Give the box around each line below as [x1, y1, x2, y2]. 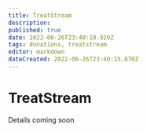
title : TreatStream [8, 11, 72, 20]
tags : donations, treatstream [8, 41, 108, 49]
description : [8, 19, 51, 27]
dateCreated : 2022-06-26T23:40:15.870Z [8, 56, 139, 64]
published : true [8, 26, 61, 34]
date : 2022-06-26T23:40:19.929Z [8, 33, 114, 42]
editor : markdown [8, 48, 65, 56]
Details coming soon [8, 115, 75, 124]
